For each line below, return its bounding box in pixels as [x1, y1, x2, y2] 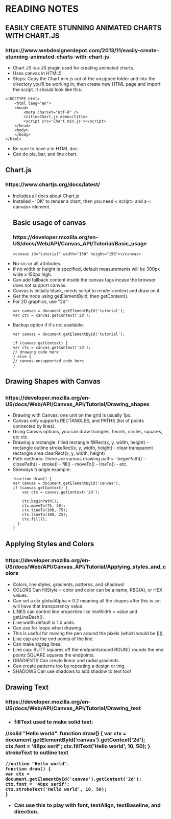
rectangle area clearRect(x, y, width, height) [12, 450, 106, 456]
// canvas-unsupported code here [12, 359, 84, 364]
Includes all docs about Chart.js [12, 193, 80, 199]
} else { [12, 354, 32, 359]
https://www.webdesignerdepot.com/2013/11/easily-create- [5, 46, 159, 54]
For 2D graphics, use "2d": [12, 298, 69, 305]
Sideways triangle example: [12, 466, 71, 473]
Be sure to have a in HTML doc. [12, 145, 79, 151]
